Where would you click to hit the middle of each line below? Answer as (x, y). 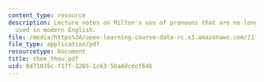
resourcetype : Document (47, 52)
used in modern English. (56, 30)
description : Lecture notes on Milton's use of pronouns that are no (125, 23)
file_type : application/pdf (54, 45)
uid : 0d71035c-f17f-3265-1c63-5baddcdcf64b (81, 66)
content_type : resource (47, 15)
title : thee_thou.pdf (44, 59)
